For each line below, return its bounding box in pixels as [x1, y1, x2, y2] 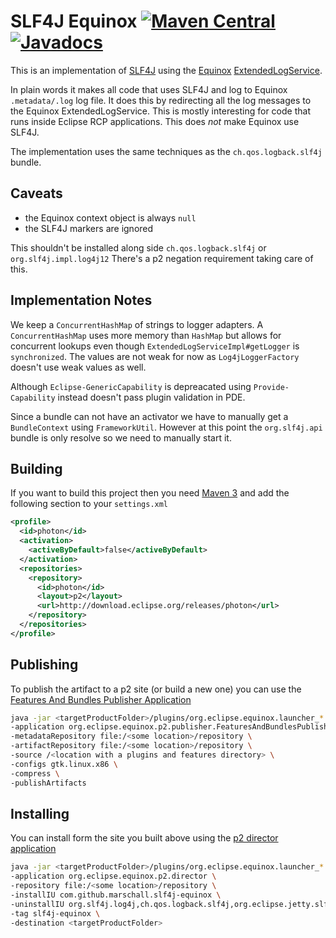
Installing [10, 805, 70, 822]
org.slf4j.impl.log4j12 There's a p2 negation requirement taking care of [10, 252, 314, 264]
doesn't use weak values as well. [10, 361, 147, 373]
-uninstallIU [10, 899, 65, 909]
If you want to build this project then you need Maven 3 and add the [10, 487, 290, 499]
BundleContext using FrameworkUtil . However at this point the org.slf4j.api [10, 421, 323, 433]
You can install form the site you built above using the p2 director [10, 832, 279, 844]
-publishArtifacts [10, 778, 87, 788]
